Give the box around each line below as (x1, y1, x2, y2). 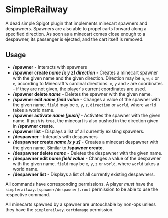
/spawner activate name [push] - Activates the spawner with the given (12, 112, 161, 118)
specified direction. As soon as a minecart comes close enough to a (5, 31, 145, 37)
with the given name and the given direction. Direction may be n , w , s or (12, 75, 159, 81)
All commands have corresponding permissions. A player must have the (5, 181, 154, 187)
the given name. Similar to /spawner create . (12, 144, 104, 151)
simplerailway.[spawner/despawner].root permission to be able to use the (5, 186, 158, 192)
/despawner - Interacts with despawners (12, 133, 98, 139)
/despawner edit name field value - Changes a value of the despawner (12, 155, 161, 161)
